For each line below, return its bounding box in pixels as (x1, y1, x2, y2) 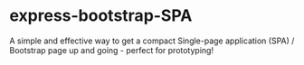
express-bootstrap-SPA (9, 5, 193, 26)
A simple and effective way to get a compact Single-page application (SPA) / (9, 35, 295, 46)
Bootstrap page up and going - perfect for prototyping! (9, 44, 214, 55)
